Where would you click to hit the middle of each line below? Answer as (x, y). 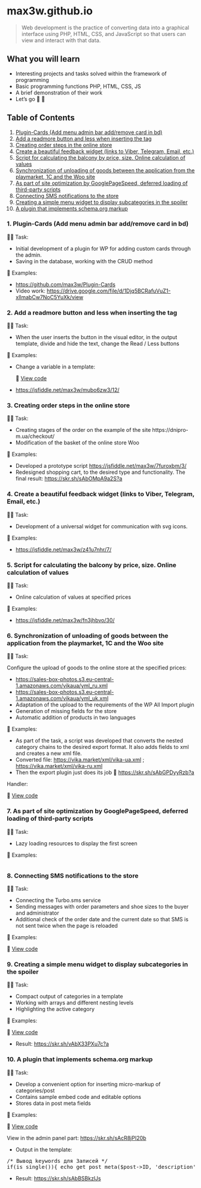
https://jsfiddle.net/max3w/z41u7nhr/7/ (63, 549)
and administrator (37, 913)
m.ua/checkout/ (35, 436)
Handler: (17, 784)
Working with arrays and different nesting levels (74, 1003)
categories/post (35, 1090)
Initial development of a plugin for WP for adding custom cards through (103, 248)
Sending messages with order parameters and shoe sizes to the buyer (102, 906)
